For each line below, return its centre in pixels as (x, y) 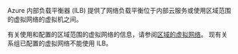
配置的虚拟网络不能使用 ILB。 (69, 43)
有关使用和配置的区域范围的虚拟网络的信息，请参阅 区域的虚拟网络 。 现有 (114, 34)
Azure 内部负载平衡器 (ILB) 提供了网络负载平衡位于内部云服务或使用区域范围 (119, 10)
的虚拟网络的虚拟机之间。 (45, 19)
